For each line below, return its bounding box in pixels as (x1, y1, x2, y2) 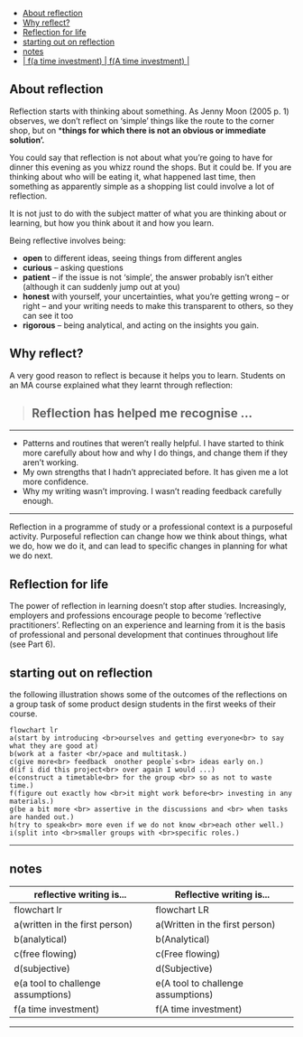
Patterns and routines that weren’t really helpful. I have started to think (22, 438, 285, 449)
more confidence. (22, 476, 89, 487)
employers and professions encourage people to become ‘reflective (9, 610, 262, 621)
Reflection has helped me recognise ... (31, 406, 253, 421)
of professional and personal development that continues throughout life (9, 630, 279, 640)
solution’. (9, 135, 45, 145)
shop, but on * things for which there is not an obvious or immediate (9, 125, 266, 135)
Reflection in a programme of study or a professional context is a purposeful (9, 521, 293, 532)
